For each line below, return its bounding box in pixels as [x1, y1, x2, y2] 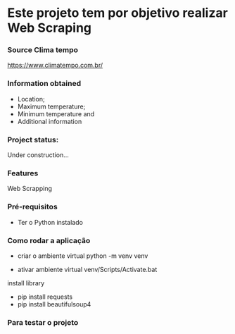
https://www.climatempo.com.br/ [7, 61, 103, 70]
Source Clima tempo [7, 45, 79, 55]
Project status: [7, 135, 59, 144]
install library [7, 278, 45, 287]
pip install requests [17, 292, 72, 301]
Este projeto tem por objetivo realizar [7, 5, 229, 21]
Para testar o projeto [7, 317, 79, 327]
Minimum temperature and [17, 109, 95, 118]
